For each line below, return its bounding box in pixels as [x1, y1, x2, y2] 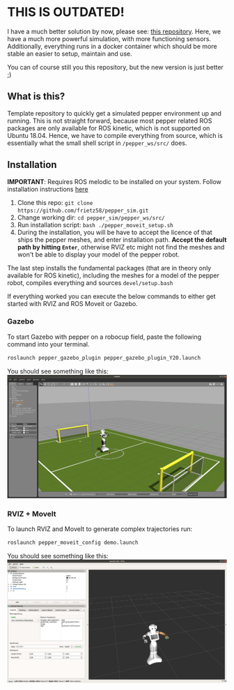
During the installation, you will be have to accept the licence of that [17, 228, 212, 236]
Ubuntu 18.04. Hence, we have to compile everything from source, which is [7, 131, 223, 139]
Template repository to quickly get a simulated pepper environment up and [7, 109, 221, 117]
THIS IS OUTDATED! [7, 4, 125, 20]
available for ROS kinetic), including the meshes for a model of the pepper [7, 271, 219, 279]
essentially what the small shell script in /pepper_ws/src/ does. [7, 139, 187, 147]
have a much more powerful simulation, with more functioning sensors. [7, 34, 211, 43]
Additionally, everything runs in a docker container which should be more [7, 42, 217, 50]
